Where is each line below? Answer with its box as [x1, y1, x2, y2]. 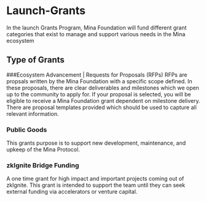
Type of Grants [6, 55, 65, 65]
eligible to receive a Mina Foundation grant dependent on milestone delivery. [6, 97, 200, 104]
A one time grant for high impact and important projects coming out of [6, 175, 184, 183]
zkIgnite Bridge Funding [6, 161, 79, 169]
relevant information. [6, 110, 60, 117]
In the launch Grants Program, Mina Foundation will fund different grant [6, 24, 187, 31]
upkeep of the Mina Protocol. [6, 146, 80, 153]
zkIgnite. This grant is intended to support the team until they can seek [6, 181, 186, 189]
